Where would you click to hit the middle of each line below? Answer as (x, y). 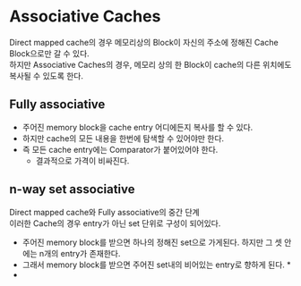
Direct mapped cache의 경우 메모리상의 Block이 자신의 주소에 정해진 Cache (144, 42)
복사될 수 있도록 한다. (46, 76)
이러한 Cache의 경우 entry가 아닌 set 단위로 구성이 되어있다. (115, 223)
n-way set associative (73, 189)
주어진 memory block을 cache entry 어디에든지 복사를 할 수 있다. (138, 127)
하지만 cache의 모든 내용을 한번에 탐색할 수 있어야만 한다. (123, 138)
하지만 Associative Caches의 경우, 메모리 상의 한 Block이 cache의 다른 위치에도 (150, 64)
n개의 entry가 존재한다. (80, 253)
